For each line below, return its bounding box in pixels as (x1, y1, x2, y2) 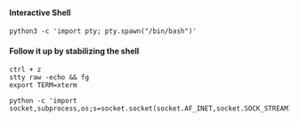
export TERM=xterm (9, 81, 77, 90)
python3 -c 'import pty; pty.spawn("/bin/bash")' (9, 27, 198, 36)
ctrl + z (9, 65, 42, 75)
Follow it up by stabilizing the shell (9, 45, 140, 56)
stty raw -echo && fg (9, 73, 90, 82)
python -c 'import (9, 96, 77, 106)
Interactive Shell (9, 7, 71, 18)
